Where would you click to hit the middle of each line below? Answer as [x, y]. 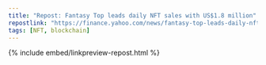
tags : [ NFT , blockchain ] [49, 30]
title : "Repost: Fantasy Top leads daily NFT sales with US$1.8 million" [133, 15]
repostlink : [28, 23]
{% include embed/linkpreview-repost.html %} [84, 53]
